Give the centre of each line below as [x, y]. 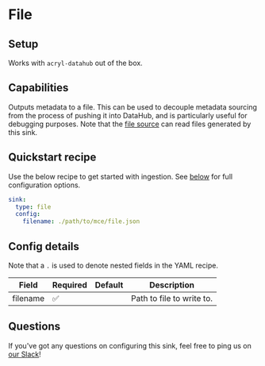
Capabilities [38, 88]
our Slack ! [25, 354]
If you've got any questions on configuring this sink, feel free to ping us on [130, 345]
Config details [44, 247]
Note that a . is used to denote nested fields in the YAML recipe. [113, 265]
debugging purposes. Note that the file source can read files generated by [130, 124]
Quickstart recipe [52, 158]
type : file [33, 207]
